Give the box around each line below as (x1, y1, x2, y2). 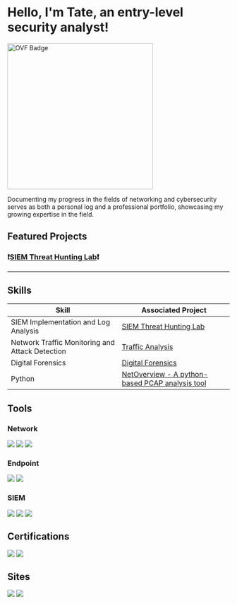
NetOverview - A (121, 370, 178, 380)
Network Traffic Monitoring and (11, 338, 115, 348)
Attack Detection (11, 346, 67, 356)
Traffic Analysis (121, 342, 174, 352)
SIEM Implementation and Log (11, 317, 111, 327)
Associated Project (140, 305, 207, 315)
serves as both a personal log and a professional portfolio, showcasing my (7, 203, 224, 211)
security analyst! (7, 19, 109, 35)
